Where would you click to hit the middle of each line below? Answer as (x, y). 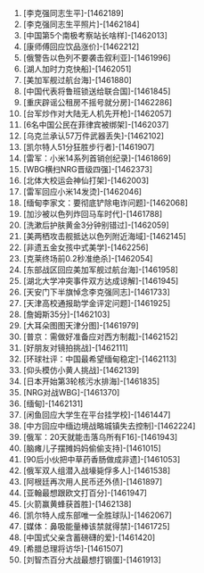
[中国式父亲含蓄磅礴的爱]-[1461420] (89, 537)
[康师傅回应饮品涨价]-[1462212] (81, 46)
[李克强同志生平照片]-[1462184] (82, 24)
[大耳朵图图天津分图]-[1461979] (81, 325)
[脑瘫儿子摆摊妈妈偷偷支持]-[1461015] (92, 448)
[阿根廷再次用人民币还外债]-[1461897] (93, 482)
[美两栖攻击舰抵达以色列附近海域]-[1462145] (104, 236)
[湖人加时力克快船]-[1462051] (77, 69)
